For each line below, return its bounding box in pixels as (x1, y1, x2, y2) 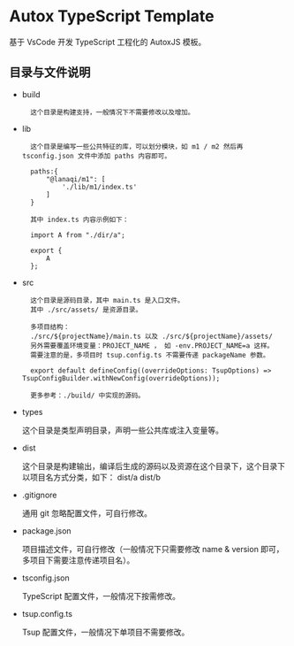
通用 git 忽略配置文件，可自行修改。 (21, 507, 153, 519)
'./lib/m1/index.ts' (61, 182, 138, 191)
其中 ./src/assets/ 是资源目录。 (30, 305, 143, 314)
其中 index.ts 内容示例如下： (30, 215, 130, 224)
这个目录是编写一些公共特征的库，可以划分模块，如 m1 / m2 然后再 (30, 142, 244, 151)
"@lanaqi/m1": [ (45, 174, 106, 183)
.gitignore (21, 489, 57, 500)
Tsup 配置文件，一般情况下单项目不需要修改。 (21, 627, 190, 637)
